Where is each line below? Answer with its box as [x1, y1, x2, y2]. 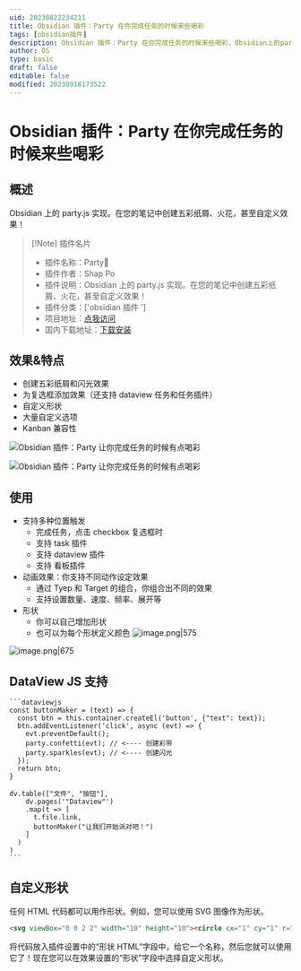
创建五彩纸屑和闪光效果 [21, 378, 109, 389]
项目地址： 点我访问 [44, 313, 116, 324]
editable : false [9, 72, 70, 81]
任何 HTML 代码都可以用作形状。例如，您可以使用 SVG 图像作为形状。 [9, 906, 269, 916]
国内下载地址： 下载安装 [44, 324, 132, 334]
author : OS [9, 47, 50, 56]
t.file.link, [32, 813, 82, 822]
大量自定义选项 [21, 412, 78, 422]
